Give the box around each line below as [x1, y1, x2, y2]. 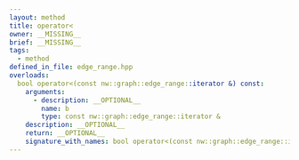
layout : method [9, 12, 66, 22]
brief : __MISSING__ [9, 37, 82, 47]
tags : [9, 46, 29, 55]
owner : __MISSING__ [9, 29, 82, 38]
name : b [41, 104, 69, 113]
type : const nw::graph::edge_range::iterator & [41, 112, 221, 121]
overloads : [9, 71, 50, 80]
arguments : [25, 87, 66, 96]
